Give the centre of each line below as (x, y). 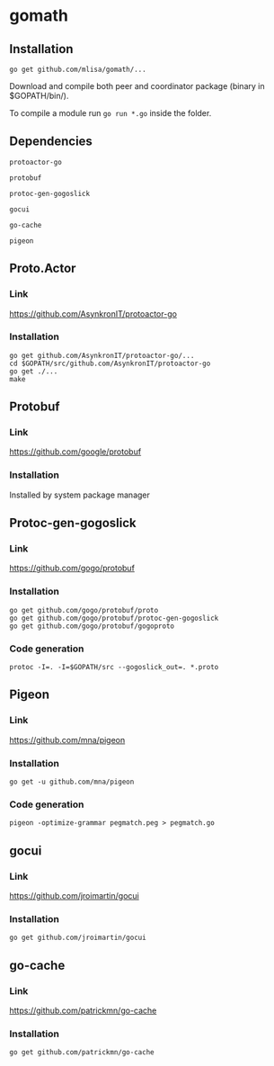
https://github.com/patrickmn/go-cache (83, 1011)
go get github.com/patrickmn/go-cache (82, 1053)
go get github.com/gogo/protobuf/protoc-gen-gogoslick (114, 618)
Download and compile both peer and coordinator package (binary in (137, 86)
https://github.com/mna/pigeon (67, 739)
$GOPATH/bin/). (39, 96)
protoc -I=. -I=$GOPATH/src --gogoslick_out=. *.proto (114, 667)
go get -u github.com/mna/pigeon (72, 782)
